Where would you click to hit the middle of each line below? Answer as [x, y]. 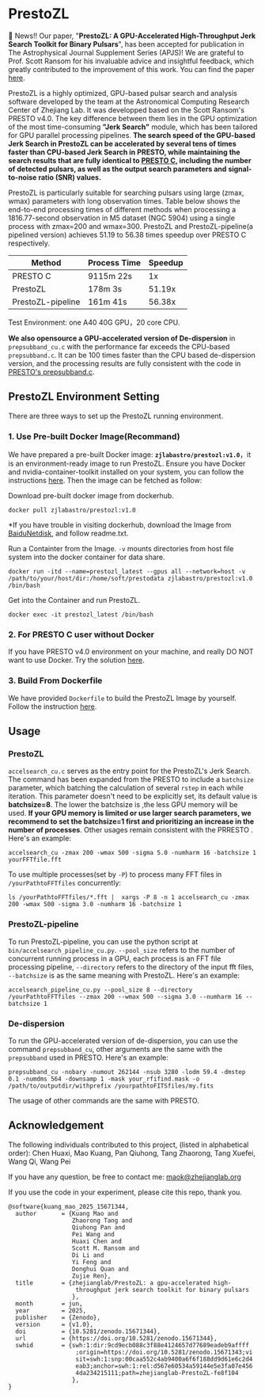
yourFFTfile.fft [35, 860]
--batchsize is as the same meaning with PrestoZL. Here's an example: [124, 975]
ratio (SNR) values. [70, 177]
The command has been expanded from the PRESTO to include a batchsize [131, 779]
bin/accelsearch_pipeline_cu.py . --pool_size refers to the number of [122, 950]
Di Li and [88, 1255]
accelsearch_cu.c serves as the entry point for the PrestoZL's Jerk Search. [130, 771]
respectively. [29, 243]
